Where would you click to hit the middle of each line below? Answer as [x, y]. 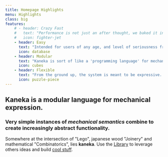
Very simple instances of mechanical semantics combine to [79, 122]
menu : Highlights [23, 14]
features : [15, 24]
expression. [24, 108]
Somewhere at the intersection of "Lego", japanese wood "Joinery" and [79, 139]
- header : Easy [30, 42]
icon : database [34, 51]
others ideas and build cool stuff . [39, 149]
